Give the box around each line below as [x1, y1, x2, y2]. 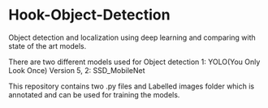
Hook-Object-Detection [8, 6, 171, 24]
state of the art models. [8, 41, 87, 50]
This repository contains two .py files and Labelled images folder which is [8, 81, 255, 91]
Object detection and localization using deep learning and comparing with [8, 32, 256, 42]
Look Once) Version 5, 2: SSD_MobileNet [8, 65, 145, 75]
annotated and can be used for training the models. [8, 89, 180, 99]
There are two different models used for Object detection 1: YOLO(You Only [8, 57, 261, 67]
